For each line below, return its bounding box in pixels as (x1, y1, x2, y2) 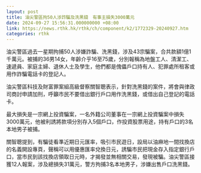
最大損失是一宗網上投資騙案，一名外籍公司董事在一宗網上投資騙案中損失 (6, 111, 184, 118)
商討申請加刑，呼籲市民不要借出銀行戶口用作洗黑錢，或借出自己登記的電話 (11, 91, 195, 98)
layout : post (6, 8, 39, 15)
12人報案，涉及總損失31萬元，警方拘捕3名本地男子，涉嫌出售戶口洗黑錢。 (11, 160, 193, 168)
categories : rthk (6, 31, 50, 37)
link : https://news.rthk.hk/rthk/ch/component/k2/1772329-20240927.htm (6, 25, 188, 32)
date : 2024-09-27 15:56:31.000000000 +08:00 (6, 20, 119, 26)
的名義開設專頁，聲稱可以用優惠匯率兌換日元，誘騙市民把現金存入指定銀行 (6, 146, 190, 153)
